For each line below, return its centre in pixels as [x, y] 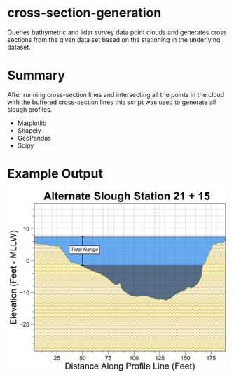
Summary [36, 76]
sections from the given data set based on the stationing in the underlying [114, 39]
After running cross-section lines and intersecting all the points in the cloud [116, 94]
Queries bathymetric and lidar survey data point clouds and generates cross [117, 32]
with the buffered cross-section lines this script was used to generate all [112, 102]
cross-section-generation [84, 13]
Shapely [29, 130]
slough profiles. [30, 109]
